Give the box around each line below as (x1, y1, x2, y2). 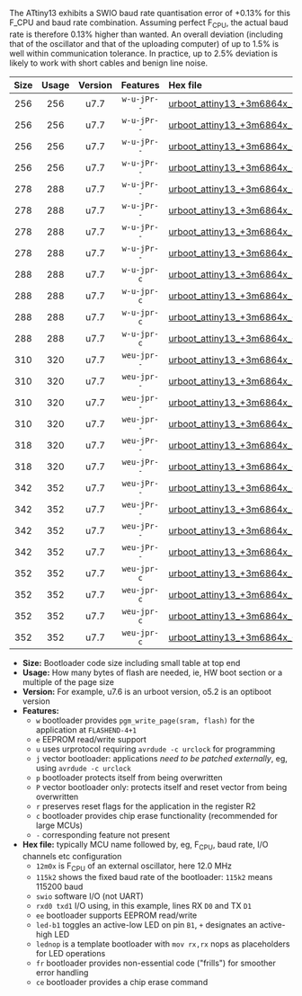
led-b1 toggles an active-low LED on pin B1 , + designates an (35, 920, 258, 930)
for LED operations (35, 948, 106, 959)
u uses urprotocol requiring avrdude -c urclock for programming (35, 743, 276, 754)
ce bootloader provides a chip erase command (35, 977, 209, 988)
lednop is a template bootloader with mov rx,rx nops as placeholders (35, 938, 290, 949)
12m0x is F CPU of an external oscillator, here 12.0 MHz (35, 860, 232, 873)
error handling (35, 967, 89, 978)
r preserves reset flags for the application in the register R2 (35, 800, 256, 812)
